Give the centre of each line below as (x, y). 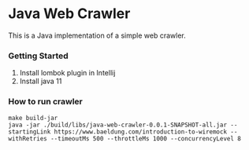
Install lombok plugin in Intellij (67, 73)
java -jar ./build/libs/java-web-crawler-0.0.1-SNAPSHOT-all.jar (117, 125)
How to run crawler (45, 101)
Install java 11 (41, 81)
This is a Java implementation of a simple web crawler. (97, 35)
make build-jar (33, 118)
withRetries (28, 138)
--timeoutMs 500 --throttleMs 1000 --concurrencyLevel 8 (146, 138)
